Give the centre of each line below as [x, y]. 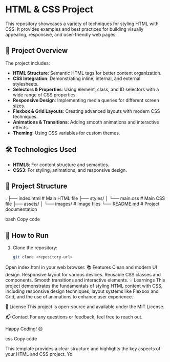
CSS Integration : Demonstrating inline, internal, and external [77, 78]
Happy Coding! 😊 [24, 329]
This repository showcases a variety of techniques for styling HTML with [82, 24]
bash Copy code [23, 219]
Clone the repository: [35, 248]
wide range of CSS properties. [45, 95]
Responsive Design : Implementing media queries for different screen [86, 100]
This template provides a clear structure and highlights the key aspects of [83, 349]
